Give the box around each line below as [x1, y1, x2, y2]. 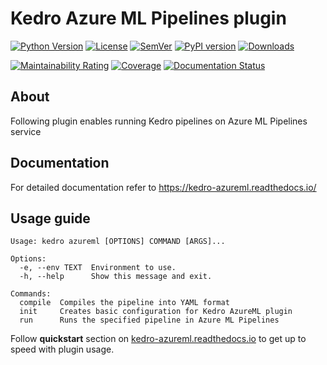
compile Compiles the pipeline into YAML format [19, 298, 230, 308]
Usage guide [10, 210, 91, 227]
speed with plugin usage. [10, 343, 115, 356]
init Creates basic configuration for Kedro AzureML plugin [19, 307, 293, 317]
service [10, 125, 42, 137]
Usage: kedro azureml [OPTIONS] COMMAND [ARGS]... [10, 237, 226, 247]
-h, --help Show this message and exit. [19, 272, 213, 282]
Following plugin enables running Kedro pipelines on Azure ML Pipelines [10, 115, 308, 127]
